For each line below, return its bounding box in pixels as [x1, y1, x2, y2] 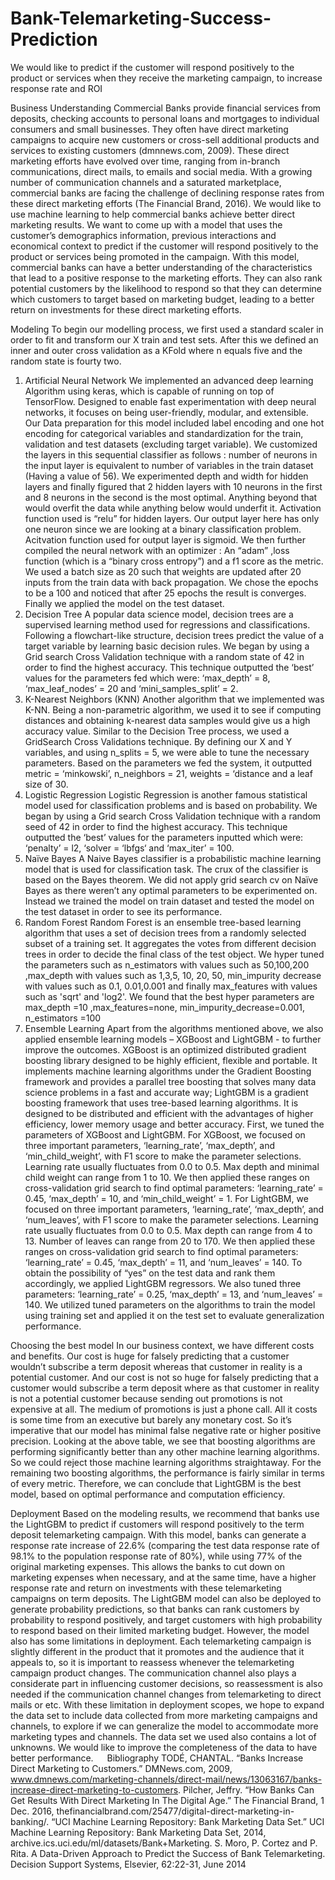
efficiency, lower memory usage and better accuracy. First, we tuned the [24, 1118, 325, 1130]
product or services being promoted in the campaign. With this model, [10, 250, 300, 262]
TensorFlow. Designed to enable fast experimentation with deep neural [24, 395, 317, 407]
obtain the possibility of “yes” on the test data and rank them [24, 1267, 276, 1279]
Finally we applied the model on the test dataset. [24, 597, 225, 609]
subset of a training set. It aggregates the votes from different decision [24, 937, 317, 949]
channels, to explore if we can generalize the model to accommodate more [10, 1720, 319, 1732]
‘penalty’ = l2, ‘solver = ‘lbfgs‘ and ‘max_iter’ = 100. [24, 842, 235, 854]
